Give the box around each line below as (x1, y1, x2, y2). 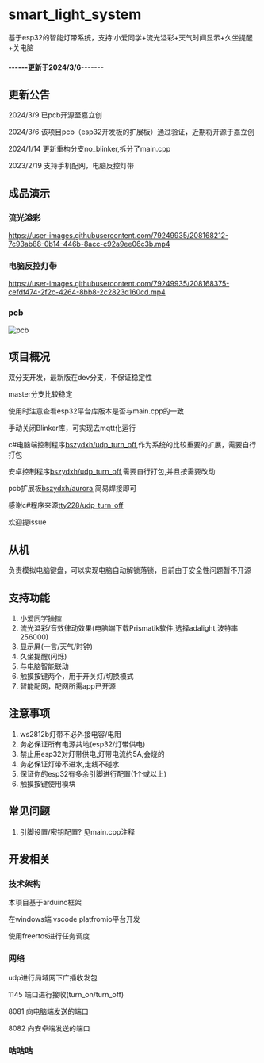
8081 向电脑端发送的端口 (8, 1006, 89, 1016)
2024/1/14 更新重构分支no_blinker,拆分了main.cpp (8, 144, 171, 154)
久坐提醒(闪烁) (19, 652, 67, 662)
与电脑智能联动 (19, 662, 69, 671)
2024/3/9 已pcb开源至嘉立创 (8, 110, 103, 120)
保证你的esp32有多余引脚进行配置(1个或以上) (19, 769, 167, 778)
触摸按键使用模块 (19, 779, 76, 789)
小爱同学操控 (19, 613, 62, 624)
